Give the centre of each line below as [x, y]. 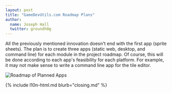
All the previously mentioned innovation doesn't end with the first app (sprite [86, 43]
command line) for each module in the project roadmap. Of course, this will [84, 55]
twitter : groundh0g [31, 29]
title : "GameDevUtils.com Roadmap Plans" [50, 15]
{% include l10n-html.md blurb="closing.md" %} [56, 85]
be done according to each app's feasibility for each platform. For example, [85, 60]
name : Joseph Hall [30, 24]
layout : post [19, 10]
